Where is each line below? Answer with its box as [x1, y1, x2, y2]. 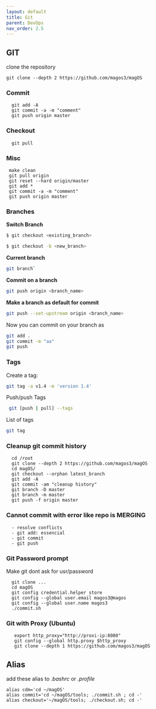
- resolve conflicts [11, 524, 63, 530]
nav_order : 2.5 [6, 25, 44, 32]
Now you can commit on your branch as [6, 321, 104, 329]
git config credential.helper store [11, 590, 102, 596]
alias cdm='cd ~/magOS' [6, 687, 65, 693]
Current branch [6, 254, 45, 261]
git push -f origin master [11, 497, 79, 504]
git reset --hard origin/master [8, 177, 89, 184]
